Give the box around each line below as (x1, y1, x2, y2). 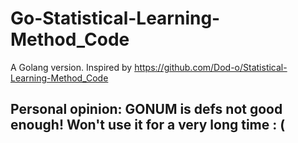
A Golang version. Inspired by (10, 61, 133, 73)
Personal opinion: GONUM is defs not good (10, 101, 283, 118)
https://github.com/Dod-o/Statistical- (134, 61, 288, 73)
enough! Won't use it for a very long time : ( (10, 117, 286, 134)
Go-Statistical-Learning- (10, 7, 221, 30)
